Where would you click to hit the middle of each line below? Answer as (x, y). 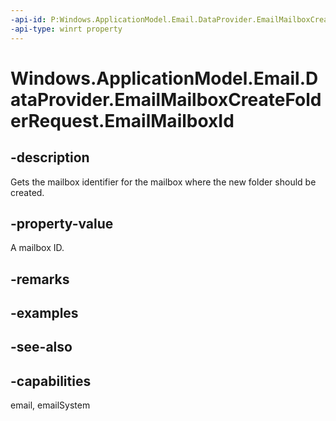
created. (27, 192)
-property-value (62, 223)
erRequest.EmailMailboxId (122, 120)
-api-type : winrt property (66, 29)
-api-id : (28, 19)
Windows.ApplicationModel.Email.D (164, 78)
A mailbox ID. (37, 248)
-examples (44, 313)
